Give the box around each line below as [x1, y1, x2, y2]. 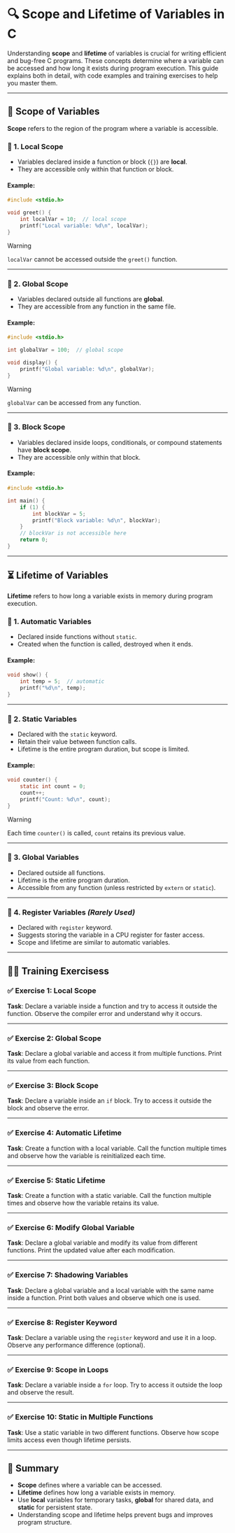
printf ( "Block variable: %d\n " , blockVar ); [32, 516, 161, 524]
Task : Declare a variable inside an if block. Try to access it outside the [7, 1096, 212, 1105]
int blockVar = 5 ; [32, 510, 86, 517]
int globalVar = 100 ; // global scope [7, 346, 124, 353]
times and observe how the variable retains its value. [7, 1199, 159, 1208]
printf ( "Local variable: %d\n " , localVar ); [20, 222, 149, 229]
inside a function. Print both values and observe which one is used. [7, 1293, 201, 1302]
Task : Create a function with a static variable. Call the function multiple [7, 1192, 212, 1200]
